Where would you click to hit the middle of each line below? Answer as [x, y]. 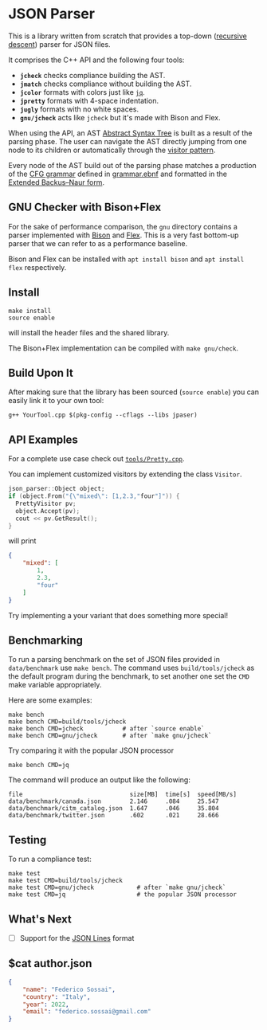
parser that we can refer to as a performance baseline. [98, 243]
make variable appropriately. [55, 685]
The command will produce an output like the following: [100, 780]
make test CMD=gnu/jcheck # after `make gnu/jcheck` [117, 888]
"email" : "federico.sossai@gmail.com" [87, 1012]
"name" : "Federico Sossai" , [69, 989]
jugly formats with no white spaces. [79, 109]
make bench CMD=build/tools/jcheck [67, 722]
